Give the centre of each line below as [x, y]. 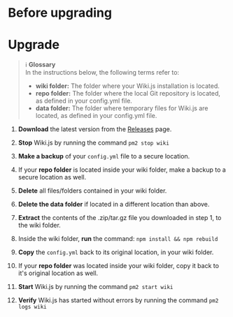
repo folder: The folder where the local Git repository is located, [128, 94]
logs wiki [33, 307]
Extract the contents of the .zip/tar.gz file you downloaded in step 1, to [120, 218]
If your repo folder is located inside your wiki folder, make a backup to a [122, 170]
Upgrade [34, 45]
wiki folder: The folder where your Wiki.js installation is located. [127, 86]
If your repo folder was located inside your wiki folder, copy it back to [119, 266]
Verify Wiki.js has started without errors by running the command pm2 [118, 300]
